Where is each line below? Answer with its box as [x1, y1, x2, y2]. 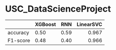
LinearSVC [76, 21, 103, 28]
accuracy [7, 29, 30, 36]
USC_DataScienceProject [5, 3, 111, 15]
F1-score [7, 37, 31, 44]
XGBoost [35, 21, 56, 28]
